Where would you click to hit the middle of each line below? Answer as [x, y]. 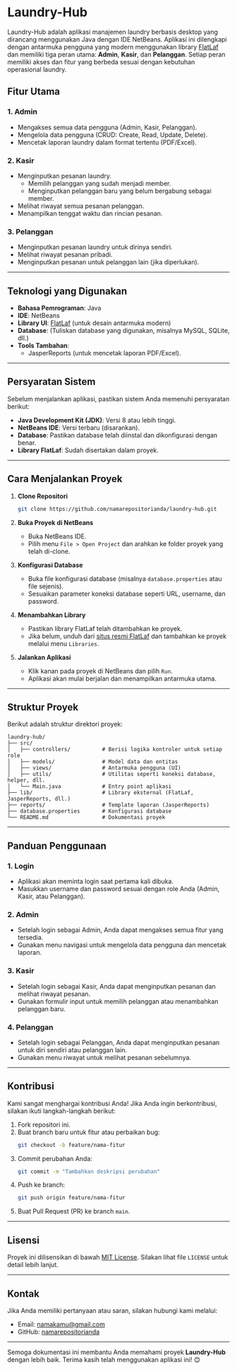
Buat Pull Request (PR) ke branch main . [74, 1211]
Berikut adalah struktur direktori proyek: [65, 724]
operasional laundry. [37, 69]
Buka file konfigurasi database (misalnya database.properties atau [125, 578]
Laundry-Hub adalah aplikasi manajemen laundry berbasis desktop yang [113, 32]
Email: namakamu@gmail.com [61, 1324]
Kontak [24, 1294]
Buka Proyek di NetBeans [55, 522]
